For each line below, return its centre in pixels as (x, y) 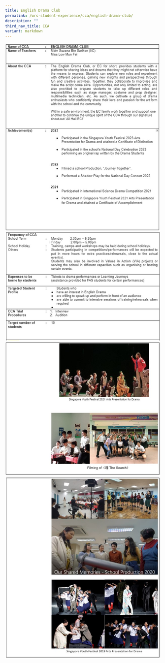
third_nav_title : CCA (27, 26)
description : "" (22, 21)
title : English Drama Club (33, 10)
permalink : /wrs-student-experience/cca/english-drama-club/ (69, 16)
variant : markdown (24, 31)
